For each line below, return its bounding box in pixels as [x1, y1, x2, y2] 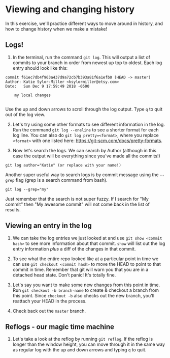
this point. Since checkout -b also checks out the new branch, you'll [12, 292, 155, 298]
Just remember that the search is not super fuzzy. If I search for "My [5, 196, 149, 202]
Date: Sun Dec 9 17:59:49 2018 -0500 [5, 84, 90, 89]
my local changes [14, 93, 51, 98]
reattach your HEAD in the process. [12, 298, 87, 304]
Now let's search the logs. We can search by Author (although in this [12, 147, 156, 153]
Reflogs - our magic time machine [5, 322, 114, 331]
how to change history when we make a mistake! [5, 25, 108, 32]
